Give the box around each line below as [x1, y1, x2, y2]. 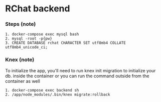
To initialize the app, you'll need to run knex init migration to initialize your [5, 67, 156, 73]
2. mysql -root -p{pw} [5, 36, 52, 41]
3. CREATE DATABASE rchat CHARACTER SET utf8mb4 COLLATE [5, 41, 126, 46]
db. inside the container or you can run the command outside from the [5, 73, 150, 79]
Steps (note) [5, 21, 36, 28]
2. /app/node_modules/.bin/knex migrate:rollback [5, 92, 111, 97]
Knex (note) [5, 56, 34, 63]
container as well [5, 78, 40, 84]
